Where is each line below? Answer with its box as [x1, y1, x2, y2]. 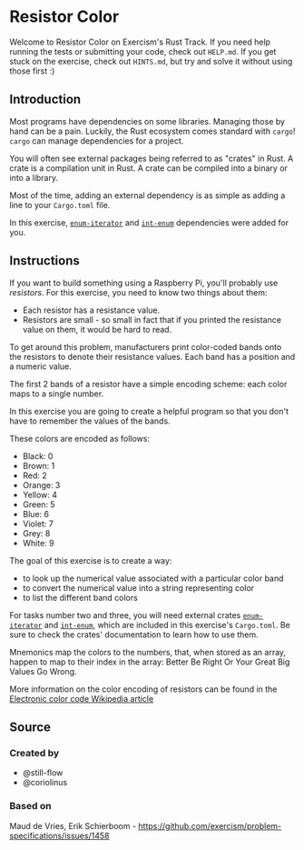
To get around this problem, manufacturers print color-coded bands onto [9, 341, 282, 352]
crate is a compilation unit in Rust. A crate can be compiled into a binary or [9, 162, 289, 174]
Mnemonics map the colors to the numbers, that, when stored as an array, [9, 646, 287, 657]
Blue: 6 [22, 508, 50, 519]
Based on [9, 800, 52, 813]
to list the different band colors [22, 592, 138, 603]
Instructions [9, 253, 80, 269]
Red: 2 [22, 470, 47, 481]
